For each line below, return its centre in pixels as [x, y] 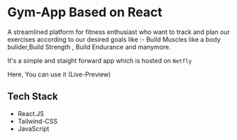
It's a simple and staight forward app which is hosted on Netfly [100, 60]
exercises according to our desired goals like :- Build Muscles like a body [114, 39]
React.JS [31, 113]
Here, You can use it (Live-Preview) [59, 74]
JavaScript [33, 129]
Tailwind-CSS [38, 121]
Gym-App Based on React [85, 12]
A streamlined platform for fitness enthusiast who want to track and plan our [119, 32]
